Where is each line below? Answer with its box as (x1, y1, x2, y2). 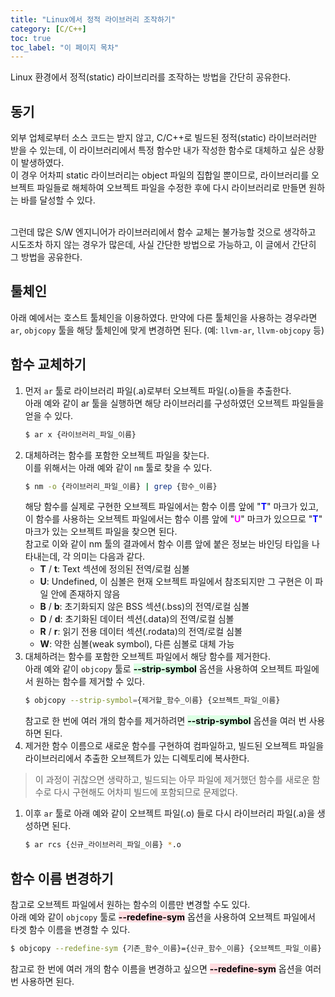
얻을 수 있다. (24, 409, 74, 421)
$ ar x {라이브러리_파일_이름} (24, 429, 137, 440)
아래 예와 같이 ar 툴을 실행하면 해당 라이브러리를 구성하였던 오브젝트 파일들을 (24, 397, 325, 409)
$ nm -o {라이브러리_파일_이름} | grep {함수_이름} (24, 481, 218, 491)
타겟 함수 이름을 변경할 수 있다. (10, 924, 131, 935)
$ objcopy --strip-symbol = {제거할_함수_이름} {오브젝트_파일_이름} (24, 696, 281, 706)
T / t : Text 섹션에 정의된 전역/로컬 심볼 (39, 563, 190, 575)
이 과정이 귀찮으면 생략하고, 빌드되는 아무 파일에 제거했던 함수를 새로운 (34, 774, 310, 786)
